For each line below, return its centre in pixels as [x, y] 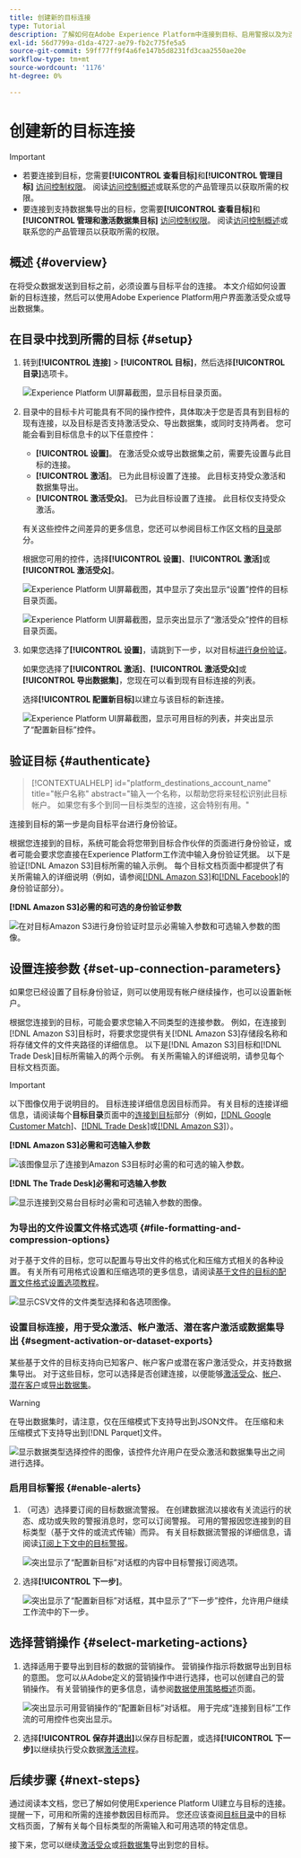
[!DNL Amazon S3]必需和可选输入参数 [80, 1145]
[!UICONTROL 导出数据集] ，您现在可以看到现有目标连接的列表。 [141, 680]
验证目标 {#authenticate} [80, 761]
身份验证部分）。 [39, 888]
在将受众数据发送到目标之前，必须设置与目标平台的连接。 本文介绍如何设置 [148, 286]
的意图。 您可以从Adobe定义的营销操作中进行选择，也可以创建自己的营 [153, 1677]
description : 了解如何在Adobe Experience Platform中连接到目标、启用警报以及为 [149, 34]
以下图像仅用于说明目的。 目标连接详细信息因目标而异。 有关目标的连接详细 [149, 1103]
